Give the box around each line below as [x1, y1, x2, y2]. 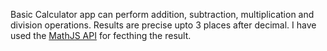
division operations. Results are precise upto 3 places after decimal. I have [10, 19, 317, 31]
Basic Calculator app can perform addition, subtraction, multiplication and [10, 9, 315, 20]
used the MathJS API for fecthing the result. [10, 30, 192, 41]
